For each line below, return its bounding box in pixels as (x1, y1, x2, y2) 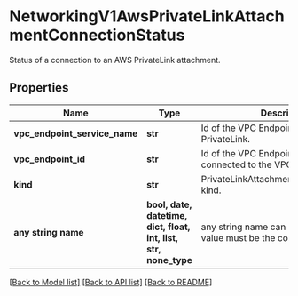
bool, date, (145, 198, 192, 211)
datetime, (145, 209, 188, 221)
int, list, (145, 231, 179, 244)
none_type (145, 253, 192, 266)
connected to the (200, 158, 272, 171)
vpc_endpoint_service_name (13, 127, 138, 140)
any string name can (200, 220, 286, 233)
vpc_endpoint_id (13, 153, 86, 165)
